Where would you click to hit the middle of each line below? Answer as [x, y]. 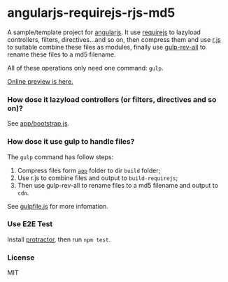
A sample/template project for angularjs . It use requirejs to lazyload [104, 32]
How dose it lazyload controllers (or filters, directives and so [112, 99]
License [21, 258]
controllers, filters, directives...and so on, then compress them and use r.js [114, 39]
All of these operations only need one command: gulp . [85, 68]
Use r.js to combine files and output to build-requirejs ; [98, 178]
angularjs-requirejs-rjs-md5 [91, 13]
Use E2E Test [30, 224]
